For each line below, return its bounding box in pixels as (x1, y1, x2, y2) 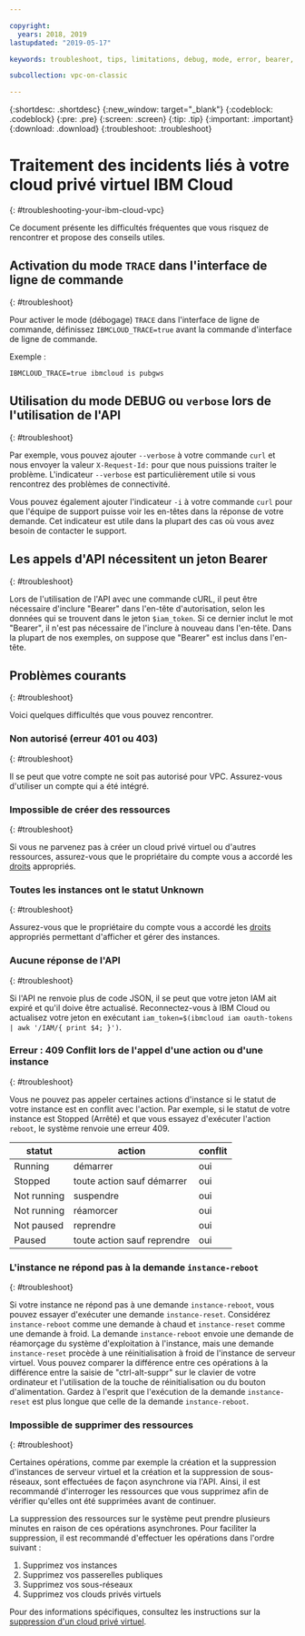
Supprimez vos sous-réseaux (22, 1580, 133, 1591)
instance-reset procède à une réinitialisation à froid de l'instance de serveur (9, 1348, 296, 1358)
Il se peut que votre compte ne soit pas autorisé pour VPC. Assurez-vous (9, 771, 283, 782)
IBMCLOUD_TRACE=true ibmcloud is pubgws (9, 369, 165, 378)
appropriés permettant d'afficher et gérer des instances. (9, 932, 221, 943)
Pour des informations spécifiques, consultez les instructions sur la (9, 1607, 261, 1618)
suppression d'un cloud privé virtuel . (9, 1616, 147, 1627)
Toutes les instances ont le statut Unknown (9, 884, 204, 896)
